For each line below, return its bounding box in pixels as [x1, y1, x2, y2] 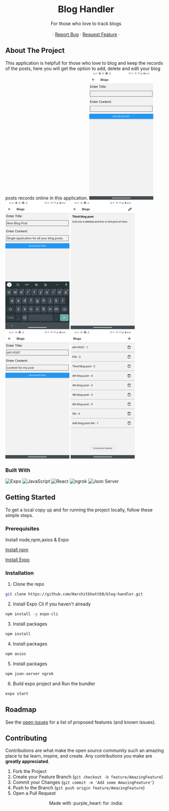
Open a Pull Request [12, 790, 56, 797]
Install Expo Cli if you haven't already [12, 601, 91, 607]
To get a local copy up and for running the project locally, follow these [5, 507, 153, 513]
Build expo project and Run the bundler [12, 680, 96, 687]
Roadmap [5, 705, 37, 714]
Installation [5, 569, 34, 577]
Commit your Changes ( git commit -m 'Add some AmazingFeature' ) [12, 779, 155, 785]
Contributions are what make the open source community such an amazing [5, 747, 164, 753]
